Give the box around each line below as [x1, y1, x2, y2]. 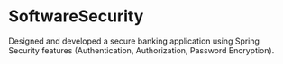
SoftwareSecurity [8, 6, 144, 27]
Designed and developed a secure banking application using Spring [8, 36, 260, 46]
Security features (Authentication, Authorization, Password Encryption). [8, 44, 275, 55]
